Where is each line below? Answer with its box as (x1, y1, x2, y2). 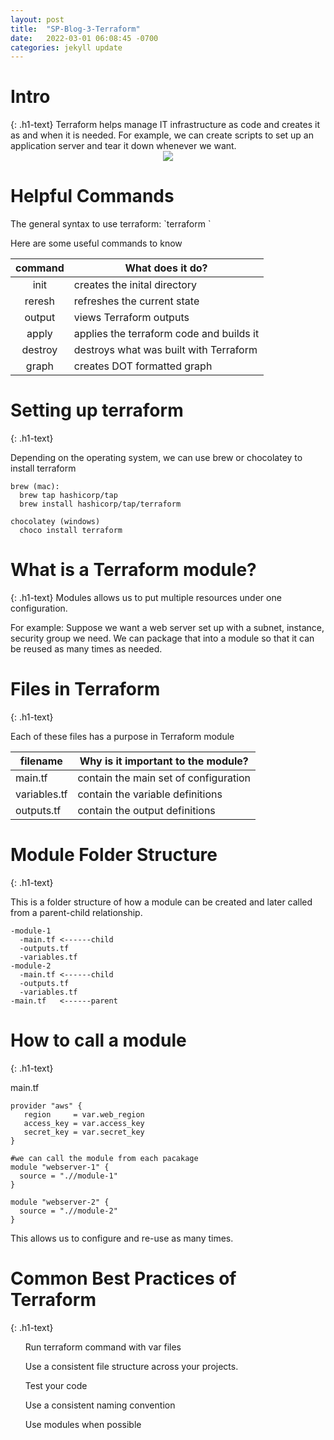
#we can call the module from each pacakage (10, 1153, 199, 1163)
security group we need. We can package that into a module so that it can (10, 632, 315, 644)
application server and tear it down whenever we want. (10, 140, 237, 152)
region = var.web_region (23, 1109, 145, 1120)
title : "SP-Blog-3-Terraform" (10, 24, 141, 34)
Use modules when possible (24, 1418, 142, 1430)
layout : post (10, 14, 65, 25)
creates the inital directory (73, 278, 198, 292)
